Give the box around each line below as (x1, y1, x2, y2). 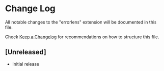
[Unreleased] (5, 48, 47, 56)
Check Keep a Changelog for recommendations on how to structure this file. (5, 34, 160, 40)
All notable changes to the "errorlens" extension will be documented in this (5, 19, 157, 25)
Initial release (12, 61, 39, 67)
